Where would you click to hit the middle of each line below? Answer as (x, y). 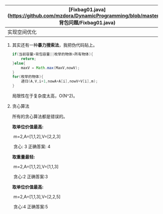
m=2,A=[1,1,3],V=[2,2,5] (37, 197)
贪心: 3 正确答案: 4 (32, 146)
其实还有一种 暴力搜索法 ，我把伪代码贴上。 (55, 45)
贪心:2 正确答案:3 (31, 177)
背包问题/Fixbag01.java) (87, 23)
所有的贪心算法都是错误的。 (40, 116)
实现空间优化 (22, 32)
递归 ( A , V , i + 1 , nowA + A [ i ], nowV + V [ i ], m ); (59, 81)
